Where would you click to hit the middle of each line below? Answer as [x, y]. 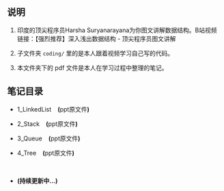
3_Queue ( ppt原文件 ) [48, 138]
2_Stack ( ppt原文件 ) [47, 124]
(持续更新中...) [37, 181]
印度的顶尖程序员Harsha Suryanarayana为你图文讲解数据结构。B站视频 [117, 30]
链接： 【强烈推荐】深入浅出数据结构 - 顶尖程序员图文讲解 [96, 38]
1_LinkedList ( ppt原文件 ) [53, 109]
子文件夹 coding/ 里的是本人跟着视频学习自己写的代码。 [95, 53]
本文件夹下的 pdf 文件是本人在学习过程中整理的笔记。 [92, 68]
